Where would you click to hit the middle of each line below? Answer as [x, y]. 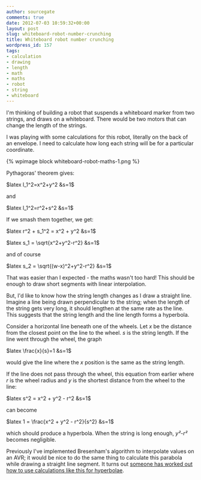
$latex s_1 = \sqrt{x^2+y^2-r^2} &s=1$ [53, 242]
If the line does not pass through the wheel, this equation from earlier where [100, 374]
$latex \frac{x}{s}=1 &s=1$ [39, 350]
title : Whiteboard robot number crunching [60, 40]
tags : [13, 51]
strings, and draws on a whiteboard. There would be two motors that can [96, 119]
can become [22, 410]
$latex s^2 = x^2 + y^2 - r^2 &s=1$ [49, 398]
